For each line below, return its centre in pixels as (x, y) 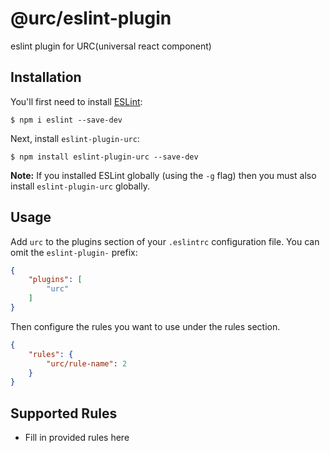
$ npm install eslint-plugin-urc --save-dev (104, 157)
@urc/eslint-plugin (91, 18)
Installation (46, 77)
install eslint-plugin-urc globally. (80, 186)
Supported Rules (64, 413)
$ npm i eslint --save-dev (66, 120)
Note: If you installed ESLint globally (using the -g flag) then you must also (163, 175)
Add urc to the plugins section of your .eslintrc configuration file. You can (165, 241)
